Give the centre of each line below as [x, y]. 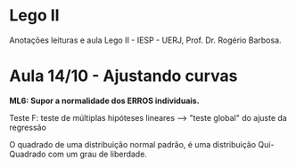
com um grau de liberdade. [97, 154]
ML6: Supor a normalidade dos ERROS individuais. [104, 100]
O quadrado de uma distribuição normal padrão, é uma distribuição [133, 144]
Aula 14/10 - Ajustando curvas [123, 76]
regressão [28, 127]
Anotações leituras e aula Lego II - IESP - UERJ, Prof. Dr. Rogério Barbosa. [146, 40]
